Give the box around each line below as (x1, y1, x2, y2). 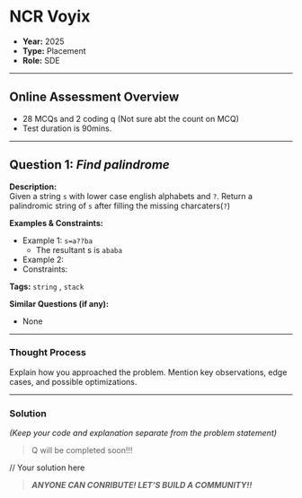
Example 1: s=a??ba (22, 235, 93, 246)
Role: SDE (22, 55, 60, 66)
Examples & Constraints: (9, 217, 103, 228)
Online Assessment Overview (9, 90, 180, 105)
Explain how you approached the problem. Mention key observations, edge (9, 366, 288, 378)
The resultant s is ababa (35, 244, 123, 255)
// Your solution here (9, 462, 85, 473)
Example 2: (22, 254, 65, 265)
